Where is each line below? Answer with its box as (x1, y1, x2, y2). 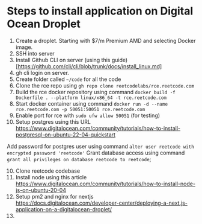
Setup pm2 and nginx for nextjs (15, 193, 94, 200)
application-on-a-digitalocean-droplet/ (15, 205, 112, 213)
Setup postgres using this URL (15, 118, 91, 125)
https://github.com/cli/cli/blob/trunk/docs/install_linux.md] (17, 62, 162, 70)
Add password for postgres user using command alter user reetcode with (7, 142, 194, 150)
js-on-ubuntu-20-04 (15, 186, 67, 194)
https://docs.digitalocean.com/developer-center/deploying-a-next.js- (15, 199, 188, 206)
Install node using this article (15, 173, 87, 181)
